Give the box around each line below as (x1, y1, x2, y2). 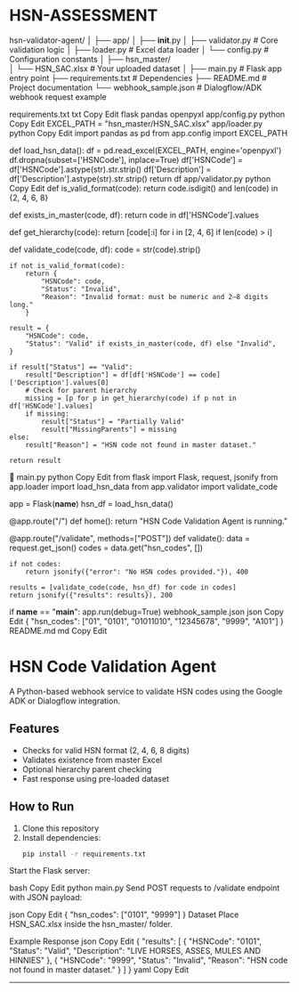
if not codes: (9, 559, 62, 568)
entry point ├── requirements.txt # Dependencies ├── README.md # (9, 72, 267, 83)
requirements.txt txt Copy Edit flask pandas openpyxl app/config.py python (9, 109, 286, 119)
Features (9, 721, 60, 736)
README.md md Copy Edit (9, 625, 108, 636)
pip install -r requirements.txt (21, 850, 147, 858)
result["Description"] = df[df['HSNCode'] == (25, 370, 198, 379)
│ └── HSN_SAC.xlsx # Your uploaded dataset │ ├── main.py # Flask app (9, 63, 282, 74)
